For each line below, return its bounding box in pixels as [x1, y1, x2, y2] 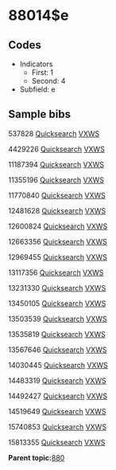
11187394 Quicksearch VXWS [8, 159, 105, 169]
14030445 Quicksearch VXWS [8, 360, 109, 370]
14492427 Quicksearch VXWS [8, 391, 108, 401]
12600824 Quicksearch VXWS [8, 221, 108, 231]
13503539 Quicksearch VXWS [8, 314, 107, 323]
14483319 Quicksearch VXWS [8, 375, 106, 385]
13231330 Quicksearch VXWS [8, 283, 106, 292]
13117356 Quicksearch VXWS [8, 268, 104, 277]
